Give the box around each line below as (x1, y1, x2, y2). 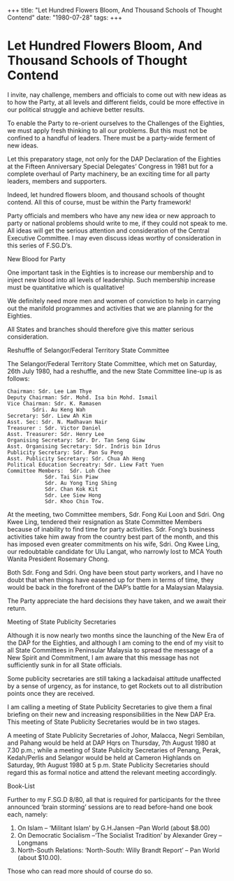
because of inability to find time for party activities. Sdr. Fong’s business (7, 525, 215, 533)
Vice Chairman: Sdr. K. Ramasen (7, 400, 101, 407)
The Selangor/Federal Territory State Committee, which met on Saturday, (7, 359, 217, 367)
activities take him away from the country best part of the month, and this (7, 532, 219, 541)
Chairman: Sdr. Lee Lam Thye (7, 388, 92, 395)
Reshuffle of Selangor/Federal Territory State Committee (7, 346, 170, 354)
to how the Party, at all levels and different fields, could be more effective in (7, 98, 225, 106)
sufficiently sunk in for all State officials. (7, 660, 122, 669)
